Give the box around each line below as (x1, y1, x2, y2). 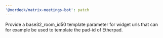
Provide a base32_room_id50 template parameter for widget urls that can (5, 21, 158, 27)
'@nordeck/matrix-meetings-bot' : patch (5, 7, 90, 13)
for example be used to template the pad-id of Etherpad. (5, 26, 123, 33)
